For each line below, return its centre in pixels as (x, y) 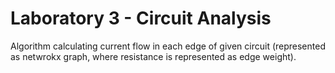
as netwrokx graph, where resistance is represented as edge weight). (153, 56)
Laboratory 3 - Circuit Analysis (141, 18)
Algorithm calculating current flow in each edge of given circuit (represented (168, 46)
